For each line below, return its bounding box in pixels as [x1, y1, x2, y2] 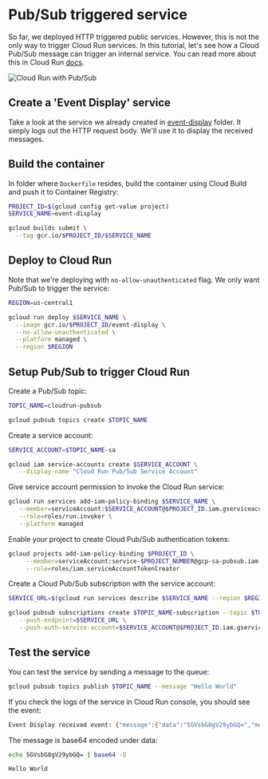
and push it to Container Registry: [8, 187, 119, 196]
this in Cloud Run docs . [8, 57, 85, 67]
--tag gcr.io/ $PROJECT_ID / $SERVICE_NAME [15, 231, 152, 240]
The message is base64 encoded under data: [8, 735, 158, 745]
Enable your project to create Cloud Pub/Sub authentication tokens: [8, 534, 231, 544]
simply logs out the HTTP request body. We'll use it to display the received [8, 125, 254, 135]
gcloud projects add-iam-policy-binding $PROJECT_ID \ [8, 549, 195, 558]
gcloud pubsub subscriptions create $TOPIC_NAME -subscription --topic [8, 609, 248, 617]
